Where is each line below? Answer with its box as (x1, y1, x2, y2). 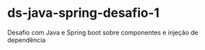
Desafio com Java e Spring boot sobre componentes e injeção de (7, 28, 199, 37)
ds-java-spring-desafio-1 (7, 5, 160, 21)
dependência (7, 35, 46, 44)
